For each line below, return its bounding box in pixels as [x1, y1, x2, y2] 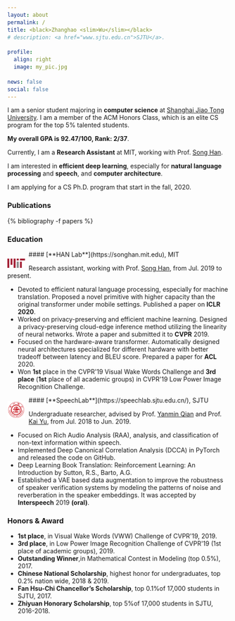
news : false [7, 78, 42, 85]
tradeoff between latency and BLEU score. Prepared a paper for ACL [17, 352, 217, 361]
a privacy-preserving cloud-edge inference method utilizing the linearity [17, 322, 227, 331]
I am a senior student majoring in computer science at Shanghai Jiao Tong [7, 106, 224, 114]
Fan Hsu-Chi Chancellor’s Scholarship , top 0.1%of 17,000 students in [17, 584, 220, 593]
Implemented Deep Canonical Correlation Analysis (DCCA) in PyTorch [17, 445, 220, 454]
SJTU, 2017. [17, 592, 52, 601]
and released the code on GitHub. [17, 453, 116, 462]
